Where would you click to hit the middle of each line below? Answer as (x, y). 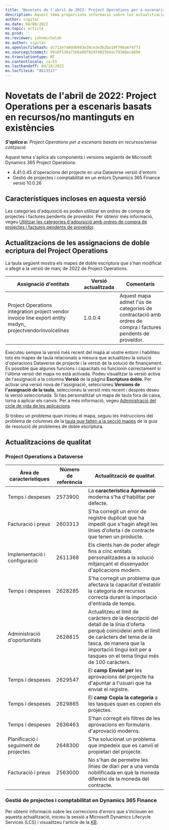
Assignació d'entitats (43, 284)
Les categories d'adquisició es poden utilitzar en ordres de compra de (78, 211)
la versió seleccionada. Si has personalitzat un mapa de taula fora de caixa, (83, 395)
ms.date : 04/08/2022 (27, 24)
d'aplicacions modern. (114, 570)
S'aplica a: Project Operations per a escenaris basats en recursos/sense (81, 142)
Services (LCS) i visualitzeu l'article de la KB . (52, 822)
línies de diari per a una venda (123, 766)
